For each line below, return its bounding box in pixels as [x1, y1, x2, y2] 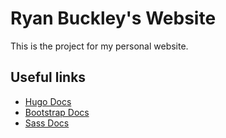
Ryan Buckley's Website [10, 7, 217, 30]
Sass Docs [24, 117, 70, 129]
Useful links [10, 69, 87, 86]
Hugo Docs [24, 95, 72, 107]
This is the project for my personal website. [10, 40, 189, 52]
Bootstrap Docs [24, 106, 90, 118]
